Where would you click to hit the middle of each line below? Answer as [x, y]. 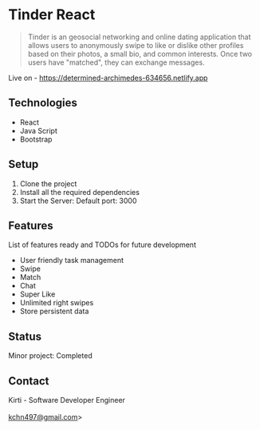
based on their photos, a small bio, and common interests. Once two [140, 54]
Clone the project [48, 183]
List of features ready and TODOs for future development [102, 245]
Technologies [43, 103]
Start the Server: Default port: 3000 [78, 201]
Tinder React [52, 15]
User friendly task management [72, 261]
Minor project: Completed [51, 356]
